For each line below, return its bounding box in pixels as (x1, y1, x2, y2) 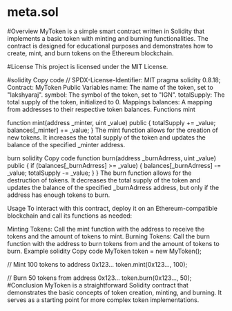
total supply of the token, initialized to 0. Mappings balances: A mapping (7, 97, 213, 106)
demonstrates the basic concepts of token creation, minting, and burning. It (7, 288, 222, 296)
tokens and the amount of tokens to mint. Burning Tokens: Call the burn (7, 232, 211, 241)
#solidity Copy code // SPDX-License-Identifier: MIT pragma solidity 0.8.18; (7, 75, 221, 84)
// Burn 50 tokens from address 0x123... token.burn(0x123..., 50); (7, 274, 192, 282)
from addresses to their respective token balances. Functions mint (7, 105, 195, 113)
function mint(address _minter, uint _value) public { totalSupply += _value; (7, 118, 216, 126)
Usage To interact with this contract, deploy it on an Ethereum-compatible (7, 204, 217, 212)
